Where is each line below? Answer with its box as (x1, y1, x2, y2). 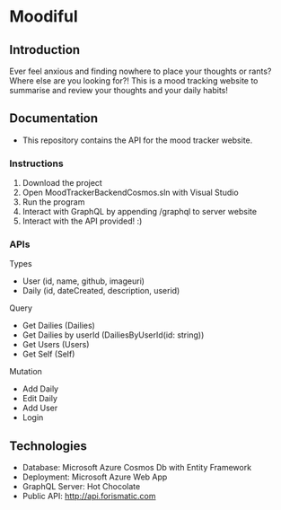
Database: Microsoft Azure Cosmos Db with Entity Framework (22, 462, 252, 473)
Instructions (9, 157, 65, 170)
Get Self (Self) (22, 348, 75, 360)
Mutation (9, 366, 43, 377)
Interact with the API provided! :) (22, 215, 143, 226)
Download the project (22, 178, 103, 189)
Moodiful (9, 6, 78, 27)
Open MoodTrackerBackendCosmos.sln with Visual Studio (22, 187, 240, 198)
